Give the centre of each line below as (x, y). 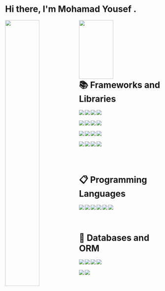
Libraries (97, 99)
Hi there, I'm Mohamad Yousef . (71, 9)
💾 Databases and (114, 238)
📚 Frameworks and (119, 85)
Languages (102, 193)
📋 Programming (113, 180)
